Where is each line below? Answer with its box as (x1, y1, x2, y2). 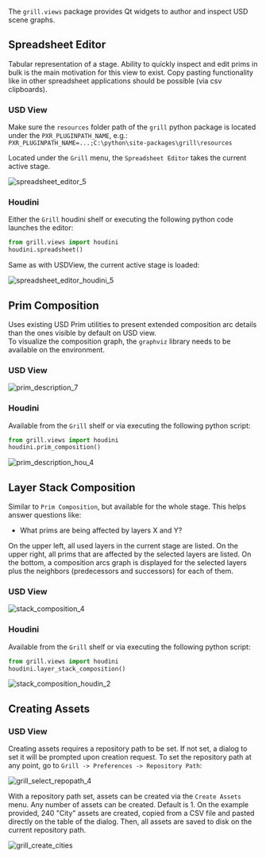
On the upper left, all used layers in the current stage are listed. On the (8, 541, 238, 551)
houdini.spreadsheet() (8, 246, 83, 254)
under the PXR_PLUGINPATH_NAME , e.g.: (8, 131, 129, 140)
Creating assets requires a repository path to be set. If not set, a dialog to (8, 744, 248, 753)
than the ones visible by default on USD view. (8, 328, 156, 337)
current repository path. (8, 825, 87, 835)
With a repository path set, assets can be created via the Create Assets (8, 791, 242, 801)
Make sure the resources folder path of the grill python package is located (8, 122, 256, 132)
